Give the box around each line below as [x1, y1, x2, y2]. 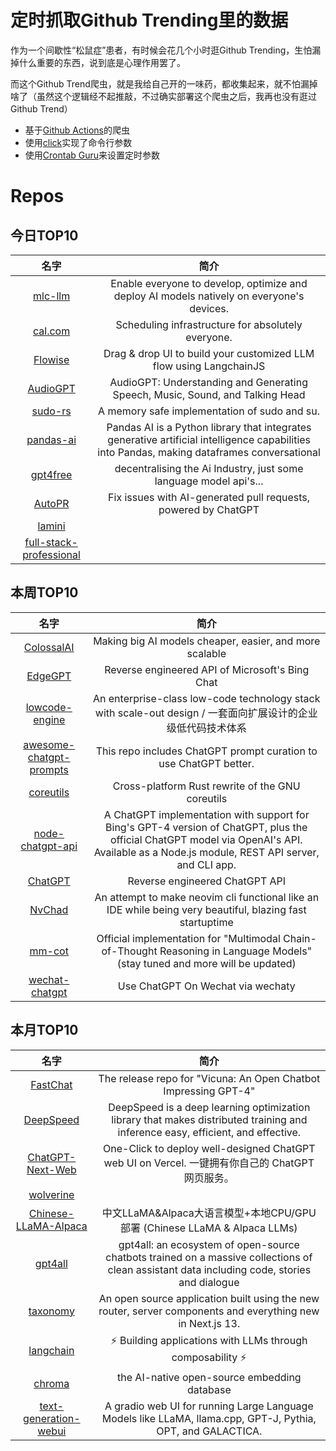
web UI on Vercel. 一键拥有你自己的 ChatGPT [103, 1156, 315, 1170]
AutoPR [33, 496, 70, 510]
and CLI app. [176, 857, 237, 871]
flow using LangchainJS [152, 359, 266, 373]
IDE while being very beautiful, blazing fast [106, 902, 307, 916]
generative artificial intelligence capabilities [107, 432, 312, 446]
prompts [29, 762, 69, 776]
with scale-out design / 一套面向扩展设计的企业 [94, 706, 318, 720]
